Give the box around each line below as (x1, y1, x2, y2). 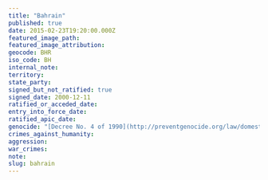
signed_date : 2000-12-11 (8, 93, 91, 101)
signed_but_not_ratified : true (8, 85, 112, 94)
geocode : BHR (8, 49, 52, 57)
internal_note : (8, 64, 59, 72)
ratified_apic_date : (8, 115, 77, 123)
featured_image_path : (8, 33, 81, 42)
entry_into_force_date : (8, 108, 88, 116)
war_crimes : (8, 145, 48, 153)
